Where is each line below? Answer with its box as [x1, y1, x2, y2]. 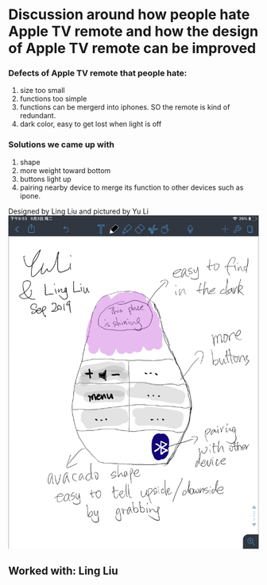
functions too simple [19, 94, 87, 104]
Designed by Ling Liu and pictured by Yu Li [8, 206, 149, 216]
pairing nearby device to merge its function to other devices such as [19, 183, 244, 192]
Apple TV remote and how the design [8, 22, 259, 40]
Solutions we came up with [8, 139, 115, 150]
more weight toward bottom [19, 165, 111, 175]
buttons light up [19, 174, 72, 183]
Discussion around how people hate [8, 6, 250, 24]
